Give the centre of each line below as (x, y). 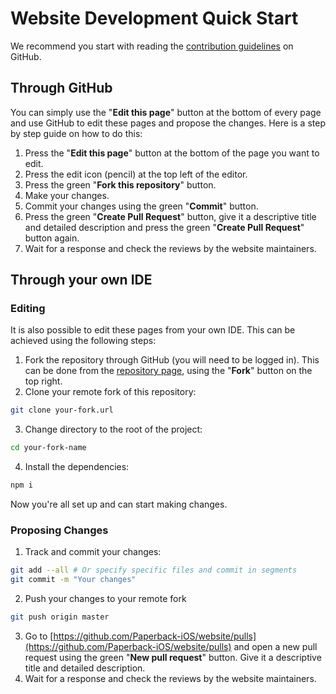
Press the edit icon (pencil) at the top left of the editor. (136, 174)
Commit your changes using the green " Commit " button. (141, 206)
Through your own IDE (81, 280)
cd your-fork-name (48, 448)
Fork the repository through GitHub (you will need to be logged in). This (172, 360)
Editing (28, 309)
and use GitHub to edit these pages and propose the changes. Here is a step (168, 123)
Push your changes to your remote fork (105, 599)
